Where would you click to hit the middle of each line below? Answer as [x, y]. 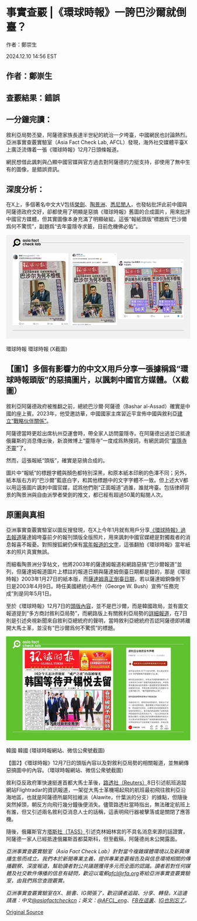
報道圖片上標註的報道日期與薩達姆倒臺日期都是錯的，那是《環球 [113, 572]
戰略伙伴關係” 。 [33, 421]
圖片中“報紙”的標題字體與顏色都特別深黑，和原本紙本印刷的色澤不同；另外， [98, 473]
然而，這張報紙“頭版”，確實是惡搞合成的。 [57, 460]
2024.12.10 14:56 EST [32, 56]
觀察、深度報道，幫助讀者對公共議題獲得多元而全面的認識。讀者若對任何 [98, 866]
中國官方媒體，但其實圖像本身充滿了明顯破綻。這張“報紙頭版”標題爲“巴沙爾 [96, 219]
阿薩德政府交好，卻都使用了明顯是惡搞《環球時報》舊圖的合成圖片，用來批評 [98, 212]
